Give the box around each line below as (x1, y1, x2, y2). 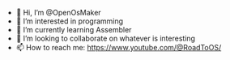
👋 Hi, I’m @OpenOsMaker (15, 8, 101, 17)
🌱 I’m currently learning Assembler (15, 25, 132, 34)
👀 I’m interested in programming (15, 16, 124, 26)
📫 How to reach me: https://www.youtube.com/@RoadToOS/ (15, 43, 222, 52)
